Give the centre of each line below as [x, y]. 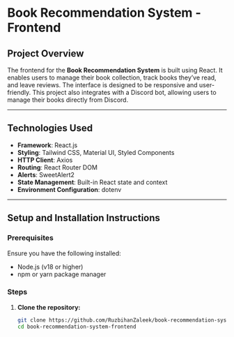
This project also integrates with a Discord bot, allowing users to [125, 92]
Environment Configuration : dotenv [69, 189]
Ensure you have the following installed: [64, 253]
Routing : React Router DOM [57, 167]
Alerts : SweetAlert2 [46, 174]
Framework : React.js [47, 145]
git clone [32, 320]
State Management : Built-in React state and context [92, 182]
